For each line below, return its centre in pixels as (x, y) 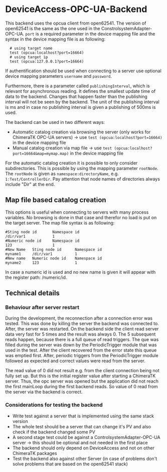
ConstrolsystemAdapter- (127, 28)
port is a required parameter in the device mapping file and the (90, 34)
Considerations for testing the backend (54, 405)
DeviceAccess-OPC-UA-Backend (76, 9)
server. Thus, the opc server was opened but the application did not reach (82, 381)
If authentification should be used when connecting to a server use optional (83, 71)
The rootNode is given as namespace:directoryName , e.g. (62, 174)
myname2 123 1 (41, 263)
